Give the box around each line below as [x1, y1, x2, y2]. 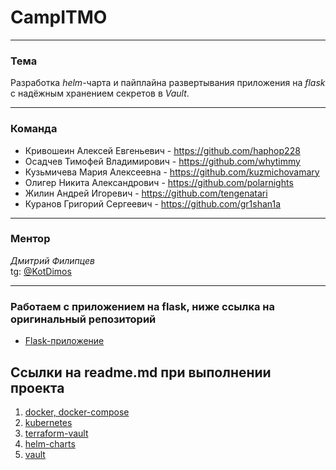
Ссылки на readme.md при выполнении [10, 364, 272, 381]
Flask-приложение [24, 335, 105, 347]
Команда [10, 122, 58, 136]
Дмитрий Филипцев [10, 254, 95, 266]
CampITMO [10, 6, 108, 29]
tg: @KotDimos [10, 265, 72, 277]
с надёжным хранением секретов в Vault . [10, 87, 190, 100]
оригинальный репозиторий [10, 312, 157, 326]
